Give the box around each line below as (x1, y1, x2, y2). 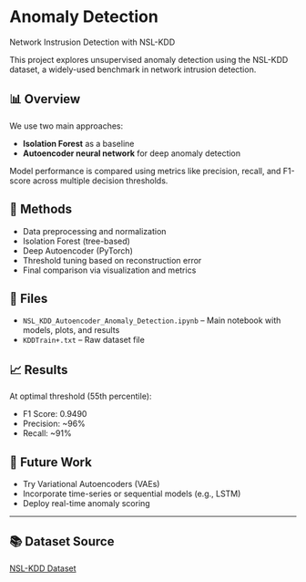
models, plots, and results (22, 325, 120, 336)
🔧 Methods (9, 202, 73, 217)
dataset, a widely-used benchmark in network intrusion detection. (9, 64, 257, 75)
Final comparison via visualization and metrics (22, 265, 197, 275)
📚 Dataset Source (9, 534, 115, 549)
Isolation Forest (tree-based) (22, 235, 130, 246)
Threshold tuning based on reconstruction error (22, 255, 202, 265)
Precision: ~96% (22, 418, 87, 430)
